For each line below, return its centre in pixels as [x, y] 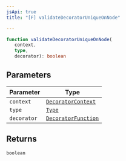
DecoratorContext [71, 101]
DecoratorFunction [72, 118]
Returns [22, 139]
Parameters [29, 75]
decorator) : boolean [40, 56]
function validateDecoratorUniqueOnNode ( [59, 39]
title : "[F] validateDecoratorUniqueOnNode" [63, 18]
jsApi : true [21, 12]
